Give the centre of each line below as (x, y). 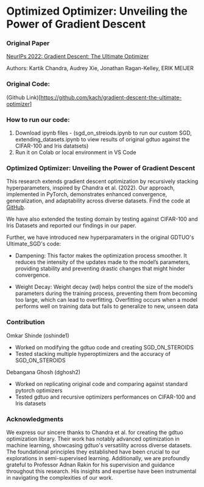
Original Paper (28, 43)
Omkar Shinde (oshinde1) (38, 335)
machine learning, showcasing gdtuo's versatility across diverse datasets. (99, 445)
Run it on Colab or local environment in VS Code (76, 152)
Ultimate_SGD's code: (34, 244)
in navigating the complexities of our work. (60, 477)
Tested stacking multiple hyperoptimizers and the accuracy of (93, 354)
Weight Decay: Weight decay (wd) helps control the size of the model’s (104, 287)
